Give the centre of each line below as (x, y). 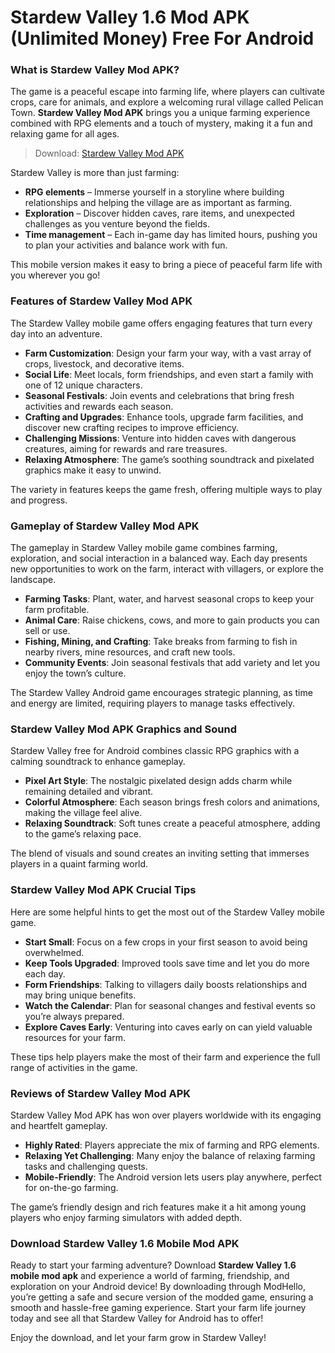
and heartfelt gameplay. (59, 1125)
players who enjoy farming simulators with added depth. (126, 1217)
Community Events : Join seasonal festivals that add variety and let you (172, 663)
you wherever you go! (55, 275)
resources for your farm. (75, 1037)
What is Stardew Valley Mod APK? (95, 70)
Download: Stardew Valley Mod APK (109, 153)
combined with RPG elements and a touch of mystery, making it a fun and (161, 123)
